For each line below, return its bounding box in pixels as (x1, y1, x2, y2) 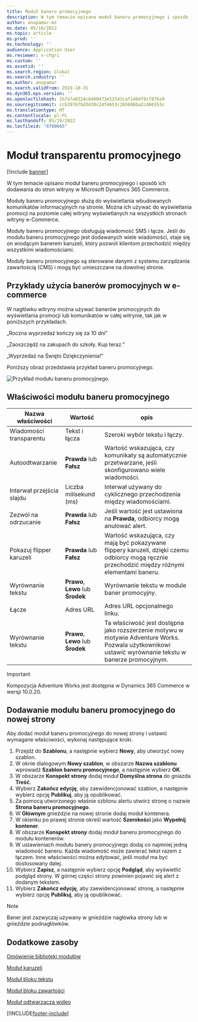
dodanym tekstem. (15, 879, 61, 886)
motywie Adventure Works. (104, 633, 180, 642)
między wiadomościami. (104, 497, 172, 506)
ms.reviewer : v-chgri (6, 52, 60, 58)
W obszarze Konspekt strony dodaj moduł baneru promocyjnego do (15, 829, 182, 836)
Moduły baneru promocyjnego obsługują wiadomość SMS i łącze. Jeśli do (6, 227, 186, 234)
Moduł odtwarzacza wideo (6, 998, 71, 1006)
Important (6, 670, 31, 677)
